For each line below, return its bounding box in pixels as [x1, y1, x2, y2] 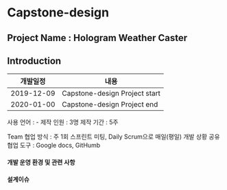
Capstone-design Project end [61, 100, 158, 109]
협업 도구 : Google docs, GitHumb [7, 141, 101, 150]
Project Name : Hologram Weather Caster [7, 32, 188, 44]
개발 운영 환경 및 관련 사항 [7, 158, 75, 166]
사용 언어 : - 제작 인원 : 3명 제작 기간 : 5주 [7, 118, 119, 126]
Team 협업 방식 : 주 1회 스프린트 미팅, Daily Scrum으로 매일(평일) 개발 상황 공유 [7, 133, 221, 141]
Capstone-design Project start [61, 89, 161, 98]
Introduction [7, 55, 62, 66]
